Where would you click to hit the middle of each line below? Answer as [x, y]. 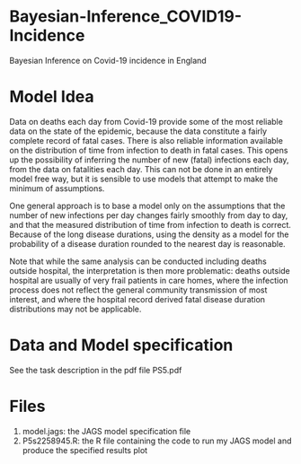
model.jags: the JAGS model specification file [106, 431]
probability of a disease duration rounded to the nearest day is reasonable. [147, 243]
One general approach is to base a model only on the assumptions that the [147, 206]
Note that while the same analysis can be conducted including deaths [138, 261]
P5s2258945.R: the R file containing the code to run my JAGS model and [157, 441]
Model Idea [52, 97]
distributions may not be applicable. [75, 309]
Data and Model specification [121, 345]
